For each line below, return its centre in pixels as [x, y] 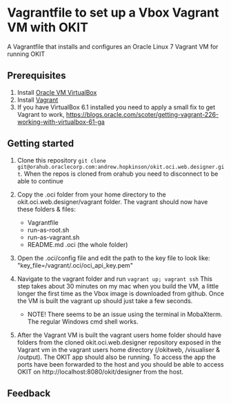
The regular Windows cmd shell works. [83, 321]
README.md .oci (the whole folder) [78, 244]
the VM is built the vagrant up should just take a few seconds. [105, 301]
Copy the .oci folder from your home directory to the [92, 194]
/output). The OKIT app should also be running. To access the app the [116, 357]
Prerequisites [37, 76]
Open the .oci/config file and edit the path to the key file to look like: [113, 258]
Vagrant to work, [41, 114]
